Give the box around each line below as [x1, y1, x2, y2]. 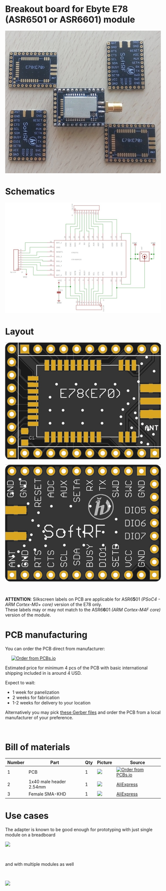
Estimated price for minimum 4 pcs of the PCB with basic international [5, 665, 148, 671]
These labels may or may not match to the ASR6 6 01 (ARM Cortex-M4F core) [5, 607, 161, 613]
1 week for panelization [12, 689, 59, 696]
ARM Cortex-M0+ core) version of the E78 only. [5, 602, 102, 608]
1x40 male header [29, 779, 66, 785]
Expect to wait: [5, 680, 36, 686]
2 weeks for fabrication [12, 695, 60, 701]
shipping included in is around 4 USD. [5, 670, 82, 676]
